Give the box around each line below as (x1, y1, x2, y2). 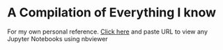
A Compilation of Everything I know (7, 5, 217, 21)
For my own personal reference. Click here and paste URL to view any (7, 27, 208, 36)
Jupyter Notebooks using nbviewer (7, 34, 108, 42)
